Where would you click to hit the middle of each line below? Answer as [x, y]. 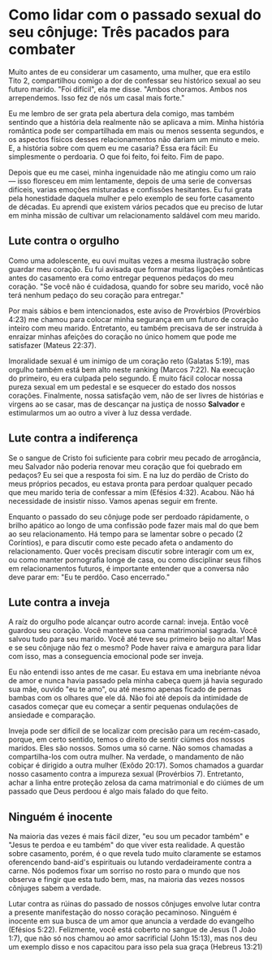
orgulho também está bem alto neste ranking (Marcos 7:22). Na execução [132, 369]
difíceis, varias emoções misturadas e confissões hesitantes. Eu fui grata [131, 189]
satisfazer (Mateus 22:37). [52, 345]
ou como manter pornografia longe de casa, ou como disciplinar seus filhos [135, 560]
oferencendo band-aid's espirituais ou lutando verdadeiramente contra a [130, 863]
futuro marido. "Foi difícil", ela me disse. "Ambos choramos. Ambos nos [128, 89]
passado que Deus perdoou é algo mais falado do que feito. [108, 791]
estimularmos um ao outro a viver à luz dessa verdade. [100, 412]
